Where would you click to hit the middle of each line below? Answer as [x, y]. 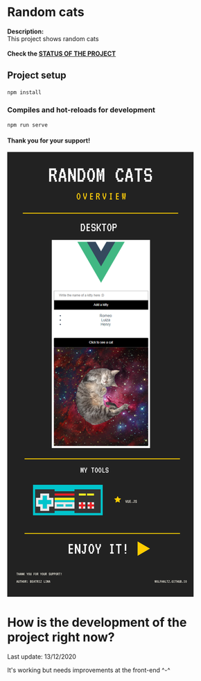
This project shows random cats [53, 38]
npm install [24, 92]
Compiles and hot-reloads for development [81, 110]
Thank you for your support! [49, 141]
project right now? [61, 638]
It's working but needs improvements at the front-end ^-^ [89, 670]
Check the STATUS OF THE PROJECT [62, 54]
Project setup [37, 75]
